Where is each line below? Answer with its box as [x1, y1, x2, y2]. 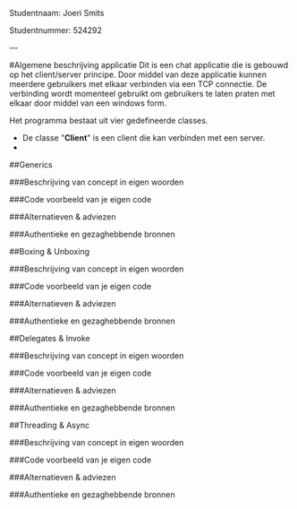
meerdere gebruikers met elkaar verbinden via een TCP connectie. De [9, 79, 267, 89]
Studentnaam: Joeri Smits [9, 8, 105, 18]
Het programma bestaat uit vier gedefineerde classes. [9, 116, 208, 125]
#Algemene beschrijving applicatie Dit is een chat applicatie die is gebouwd [9, 60, 289, 70]
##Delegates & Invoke [9, 333, 91, 343]
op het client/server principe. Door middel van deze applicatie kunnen [9, 69, 267, 80]
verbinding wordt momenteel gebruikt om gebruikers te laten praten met [9, 89, 276, 99]
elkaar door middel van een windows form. [9, 98, 167, 108]
